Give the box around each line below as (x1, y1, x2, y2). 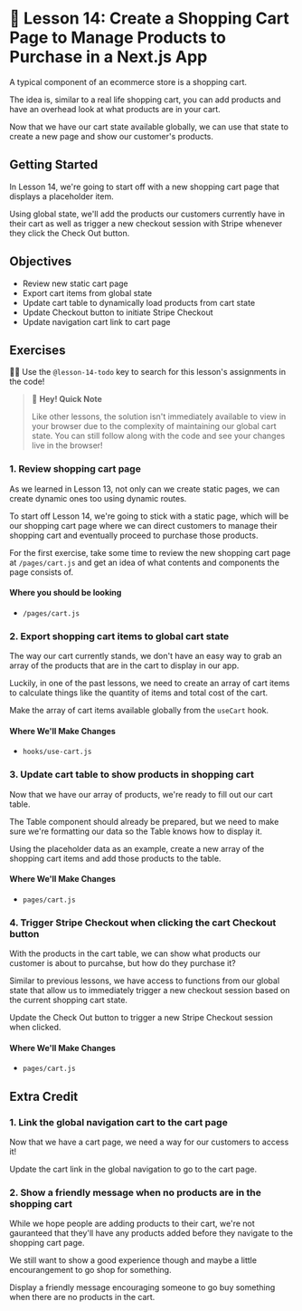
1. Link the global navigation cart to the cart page (9, 1115, 228, 1128)
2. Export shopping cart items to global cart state (9, 629, 229, 642)
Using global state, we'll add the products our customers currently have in (9, 208, 286, 219)
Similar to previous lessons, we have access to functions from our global (9, 975, 280, 986)
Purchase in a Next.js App (9, 47, 208, 67)
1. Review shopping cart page (9, 463, 142, 475)
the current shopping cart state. (9, 995, 128, 1006)
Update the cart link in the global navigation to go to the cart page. (9, 1163, 258, 1175)
